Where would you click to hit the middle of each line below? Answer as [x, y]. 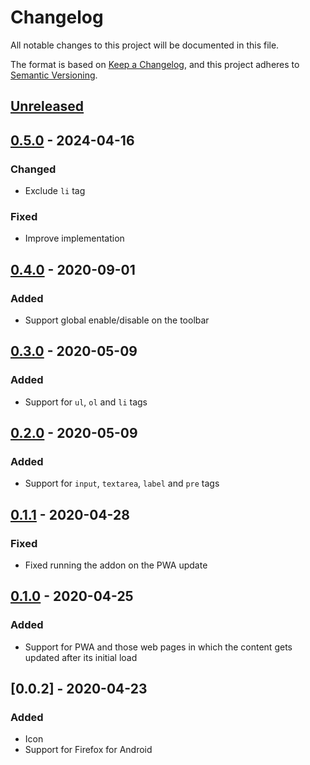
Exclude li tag [55, 191]
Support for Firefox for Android [88, 750]
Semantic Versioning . [54, 75]
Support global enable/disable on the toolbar [117, 320]
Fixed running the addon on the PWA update [116, 565]
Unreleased [47, 106]
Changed [33, 169]
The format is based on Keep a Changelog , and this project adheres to [155, 64]
